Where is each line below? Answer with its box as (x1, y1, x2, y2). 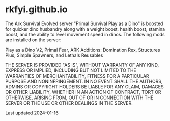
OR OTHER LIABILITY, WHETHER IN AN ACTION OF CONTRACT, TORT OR (5, 89, 161, 95)
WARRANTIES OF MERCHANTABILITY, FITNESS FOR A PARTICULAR (5, 72, 149, 79)
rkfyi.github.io (5, 4, 68, 15)
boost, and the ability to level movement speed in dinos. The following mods (5, 31, 165, 37)
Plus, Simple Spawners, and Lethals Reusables (5, 52, 103, 58)
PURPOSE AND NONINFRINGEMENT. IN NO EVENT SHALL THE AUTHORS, (5, 78, 163, 84)
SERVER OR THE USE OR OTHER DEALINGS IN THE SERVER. (5, 100, 133, 106)
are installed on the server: (5, 37, 62, 43)
